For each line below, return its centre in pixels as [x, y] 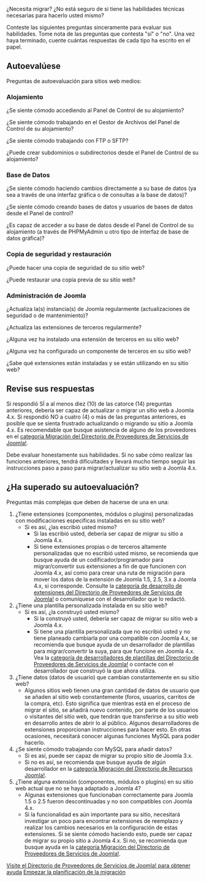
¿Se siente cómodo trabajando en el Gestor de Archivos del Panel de [93, 122]
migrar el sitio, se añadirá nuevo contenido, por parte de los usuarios [111, 710]
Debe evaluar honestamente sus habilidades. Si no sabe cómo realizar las [100, 455]
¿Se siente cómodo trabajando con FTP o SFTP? [67, 141]
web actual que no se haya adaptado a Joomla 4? [78, 788]
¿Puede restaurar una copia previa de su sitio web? [71, 280]
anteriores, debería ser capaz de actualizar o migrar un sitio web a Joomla [100, 410]
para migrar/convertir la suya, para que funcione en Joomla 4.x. [114, 651]
